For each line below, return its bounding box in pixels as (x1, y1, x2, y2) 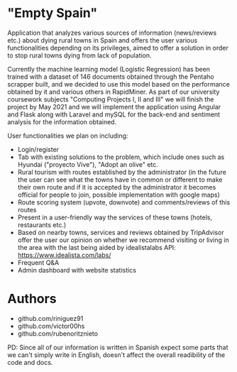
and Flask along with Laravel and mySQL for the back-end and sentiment (7, 110, 221, 119)
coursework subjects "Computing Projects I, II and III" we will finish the (7, 94, 214, 104)
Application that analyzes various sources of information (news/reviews (7, 28, 217, 37)
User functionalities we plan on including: (7, 131, 128, 140)
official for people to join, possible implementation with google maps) (17, 190, 220, 199)
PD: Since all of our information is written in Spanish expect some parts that (7, 343, 228, 351)
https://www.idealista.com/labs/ (17, 251, 111, 259)
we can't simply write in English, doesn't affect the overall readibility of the (7, 350, 226, 359)
